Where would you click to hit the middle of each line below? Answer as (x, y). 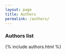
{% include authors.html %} (33, 47)
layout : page (18, 10)
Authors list (19, 36)
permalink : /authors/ (27, 19)
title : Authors (21, 14)
